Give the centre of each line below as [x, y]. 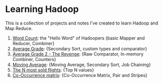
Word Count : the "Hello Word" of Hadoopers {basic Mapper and [78, 38]
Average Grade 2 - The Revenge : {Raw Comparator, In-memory [78, 54]
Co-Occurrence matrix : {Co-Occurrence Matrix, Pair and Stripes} [80, 75]
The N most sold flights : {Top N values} [53, 70]
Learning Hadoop [42, 9]
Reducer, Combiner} [33, 43]
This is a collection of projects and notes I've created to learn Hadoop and [82, 23]
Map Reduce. [19, 28]
